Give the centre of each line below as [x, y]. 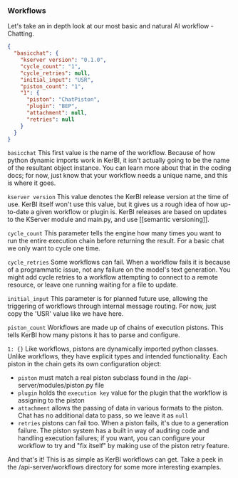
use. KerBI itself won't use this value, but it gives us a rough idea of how [113, 204]
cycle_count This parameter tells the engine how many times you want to [114, 233]
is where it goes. [32, 183]
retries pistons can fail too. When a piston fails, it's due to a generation [123, 423]
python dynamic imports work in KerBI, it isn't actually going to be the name [119, 160]
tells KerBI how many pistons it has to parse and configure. [94, 335]
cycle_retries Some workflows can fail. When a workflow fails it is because [119, 262]
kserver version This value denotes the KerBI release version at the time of [118, 197]
